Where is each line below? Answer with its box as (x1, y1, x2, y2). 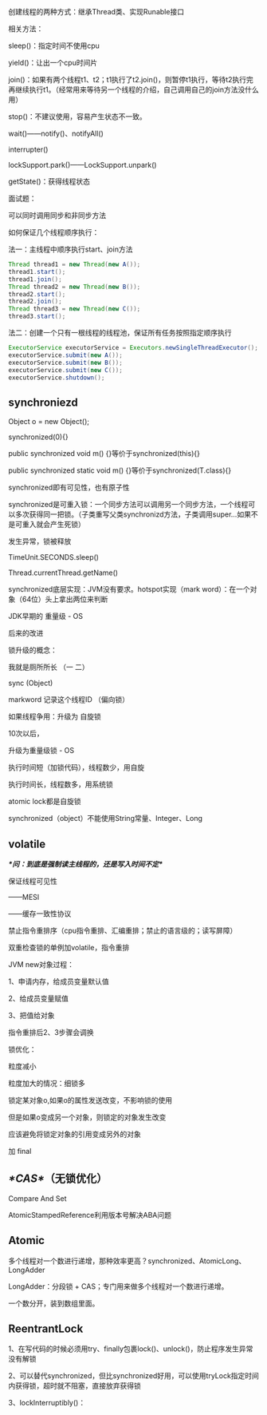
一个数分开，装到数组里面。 (8, 1298, 100, 1308)
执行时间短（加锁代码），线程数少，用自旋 (8, 763, 145, 772)
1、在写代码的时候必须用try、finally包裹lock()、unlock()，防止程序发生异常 (8, 1344, 253, 1354)
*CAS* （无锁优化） (8, 1172, 108, 1186)
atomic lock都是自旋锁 (8, 797, 81, 807)
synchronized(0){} (8, 432, 69, 442)
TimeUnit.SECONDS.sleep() (8, 553, 100, 562)
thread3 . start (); (8, 312, 66, 321)
